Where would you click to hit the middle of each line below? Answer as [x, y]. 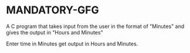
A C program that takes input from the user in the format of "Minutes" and [95, 26]
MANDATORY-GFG [52, 10]
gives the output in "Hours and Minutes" [55, 32]
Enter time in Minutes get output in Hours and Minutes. [72, 44]
